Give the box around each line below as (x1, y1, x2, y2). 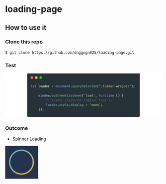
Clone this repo (5, 38, 43, 45)
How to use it (5, 23, 47, 32)
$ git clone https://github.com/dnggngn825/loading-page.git (5, 50, 135, 55)
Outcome (5, 124, 28, 131)
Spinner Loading (12, 136, 46, 142)
